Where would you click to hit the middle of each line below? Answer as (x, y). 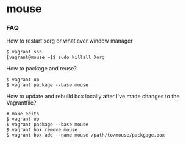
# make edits (23, 114)
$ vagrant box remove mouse (42, 130)
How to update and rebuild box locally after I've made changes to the (93, 97)
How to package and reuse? (42, 69)
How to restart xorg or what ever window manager (70, 41)
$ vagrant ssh (24, 52)
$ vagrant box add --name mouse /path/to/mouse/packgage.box (86, 135)
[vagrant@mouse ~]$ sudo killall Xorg (55, 57)
